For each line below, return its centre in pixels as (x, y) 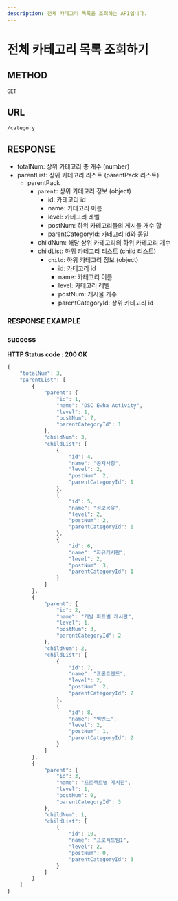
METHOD (27, 75)
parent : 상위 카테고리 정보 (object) (85, 191)
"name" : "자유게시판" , (97, 552)
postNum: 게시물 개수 (88, 294)
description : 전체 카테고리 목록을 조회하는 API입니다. (77, 13)
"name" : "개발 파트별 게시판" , (95, 616)
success (22, 340)
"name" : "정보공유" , (95, 508)
